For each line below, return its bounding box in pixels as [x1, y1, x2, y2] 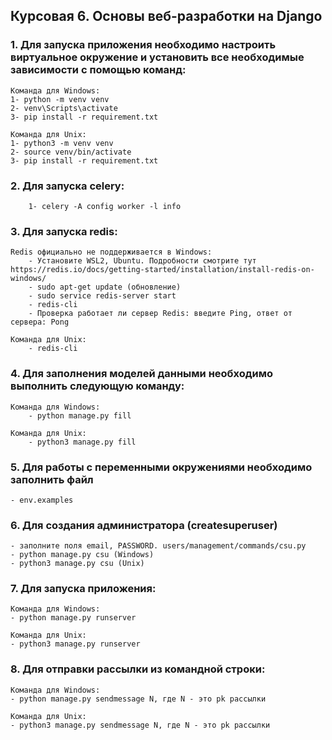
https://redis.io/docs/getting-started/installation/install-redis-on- [10, 265, 315, 275]
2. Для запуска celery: [10, 179, 125, 193]
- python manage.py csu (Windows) [10, 550, 155, 560]
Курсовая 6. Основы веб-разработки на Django [10, 8, 323, 25]
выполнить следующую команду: [10, 379, 185, 393]
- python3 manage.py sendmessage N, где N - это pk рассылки [10, 720, 271, 730]
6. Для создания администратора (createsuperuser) [10, 518, 278, 532]
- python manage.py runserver [10, 613, 137, 623]
